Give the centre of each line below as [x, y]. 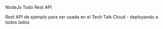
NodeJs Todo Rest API [29, 7]
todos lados [17, 22]
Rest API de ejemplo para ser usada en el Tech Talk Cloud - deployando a [82, 17]
